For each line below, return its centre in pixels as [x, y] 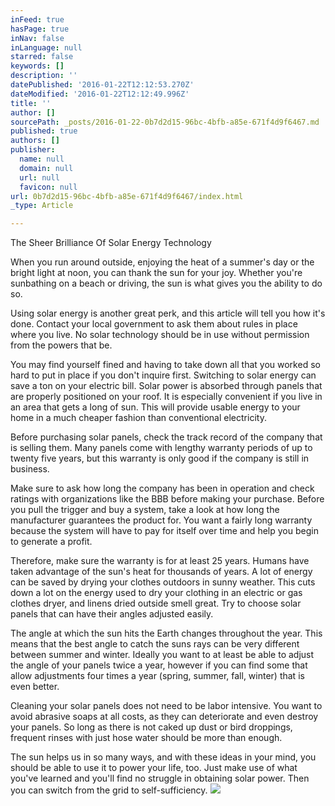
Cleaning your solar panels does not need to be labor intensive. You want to [166, 706]
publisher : [33, 150]
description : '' [44, 76]
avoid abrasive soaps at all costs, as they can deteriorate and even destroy [164, 717]
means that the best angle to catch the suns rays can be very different [155, 644]
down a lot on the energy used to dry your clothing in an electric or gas [156, 593]
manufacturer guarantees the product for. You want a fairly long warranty [161, 520]
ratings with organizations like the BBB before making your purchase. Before [167, 499]
